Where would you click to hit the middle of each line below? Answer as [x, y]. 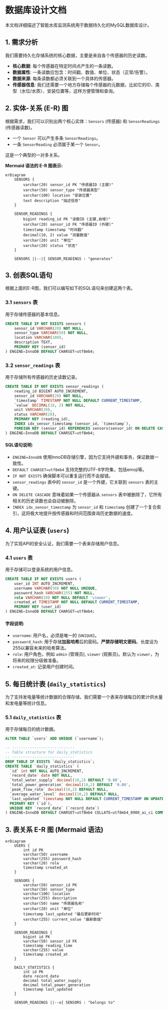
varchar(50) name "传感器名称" [54, 904]
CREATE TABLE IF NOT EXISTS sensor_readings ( [54, 387]
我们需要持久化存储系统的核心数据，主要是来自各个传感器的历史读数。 [77, 55]
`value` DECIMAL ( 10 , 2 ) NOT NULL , [50, 405]
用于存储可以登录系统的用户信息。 [40, 570]
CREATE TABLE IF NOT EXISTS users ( [43, 579]
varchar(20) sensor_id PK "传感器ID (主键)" [68, 185]
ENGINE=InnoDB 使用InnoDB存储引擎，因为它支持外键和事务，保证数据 [83, 457]
